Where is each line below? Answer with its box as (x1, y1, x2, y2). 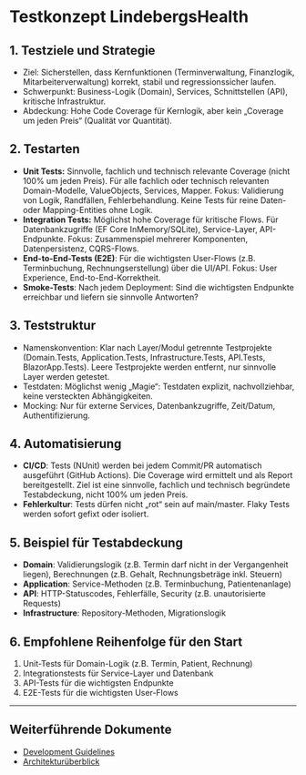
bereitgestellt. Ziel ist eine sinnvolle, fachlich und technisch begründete (22, 480, 291, 491)
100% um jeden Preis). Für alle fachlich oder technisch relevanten (22, 175, 270, 186)
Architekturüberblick (22, 756, 100, 767)
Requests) (22, 598, 62, 609)
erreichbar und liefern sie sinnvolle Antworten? (22, 291, 199, 302)
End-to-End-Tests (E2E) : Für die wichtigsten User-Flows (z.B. (22, 252, 256, 263)
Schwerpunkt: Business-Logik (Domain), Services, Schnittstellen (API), (22, 87, 289, 97)
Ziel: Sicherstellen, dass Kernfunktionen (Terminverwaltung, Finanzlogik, (22, 66, 295, 77)
